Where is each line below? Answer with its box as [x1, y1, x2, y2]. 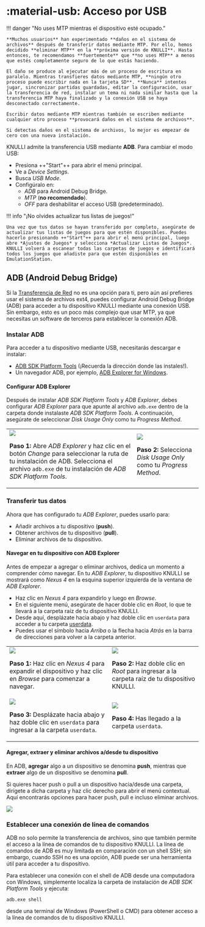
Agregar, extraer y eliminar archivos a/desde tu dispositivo [6, 749, 159, 756]
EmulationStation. [6, 256, 53, 262]
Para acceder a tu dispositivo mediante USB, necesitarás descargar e [6, 344, 181, 352]
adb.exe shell [6, 896, 43, 903]
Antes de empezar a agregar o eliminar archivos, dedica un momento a [6, 563, 185, 570]
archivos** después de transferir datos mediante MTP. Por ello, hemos [6, 42, 192, 48]
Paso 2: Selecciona [137, 446, 192, 454]
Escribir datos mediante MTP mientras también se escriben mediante [6, 111, 184, 117]
